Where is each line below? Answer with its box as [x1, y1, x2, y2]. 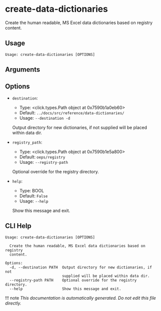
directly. [5, 300, 22, 306]
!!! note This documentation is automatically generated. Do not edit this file [5, 295, 156, 301]
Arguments [5, 65, 41, 74]
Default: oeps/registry [19, 154, 66, 160]
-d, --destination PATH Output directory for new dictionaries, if [9, 265, 152, 270]
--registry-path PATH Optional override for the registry [9, 278, 137, 283]
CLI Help [5, 222, 32, 230]
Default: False [19, 193, 48, 199]
